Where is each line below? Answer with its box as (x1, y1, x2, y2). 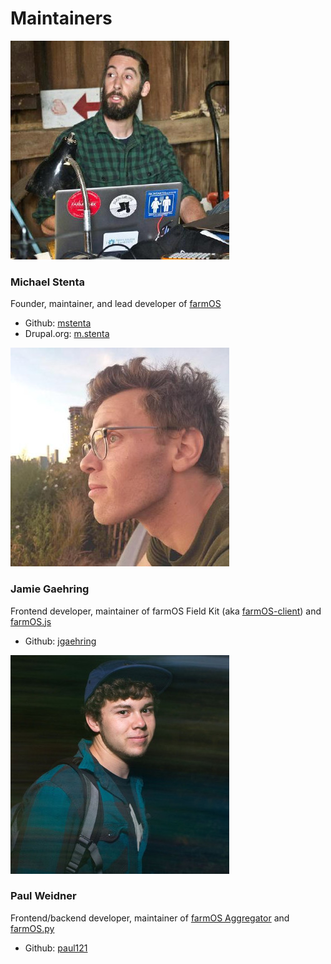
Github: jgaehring (24, 635, 97, 647)
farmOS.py (10, 922, 55, 934)
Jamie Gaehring (10, 582, 90, 596)
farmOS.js (10, 615, 52, 627)
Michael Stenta (10, 275, 86, 289)
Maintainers (10, 7, 113, 30)
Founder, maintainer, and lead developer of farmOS (10, 298, 222, 310)
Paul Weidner (10, 889, 77, 903)
